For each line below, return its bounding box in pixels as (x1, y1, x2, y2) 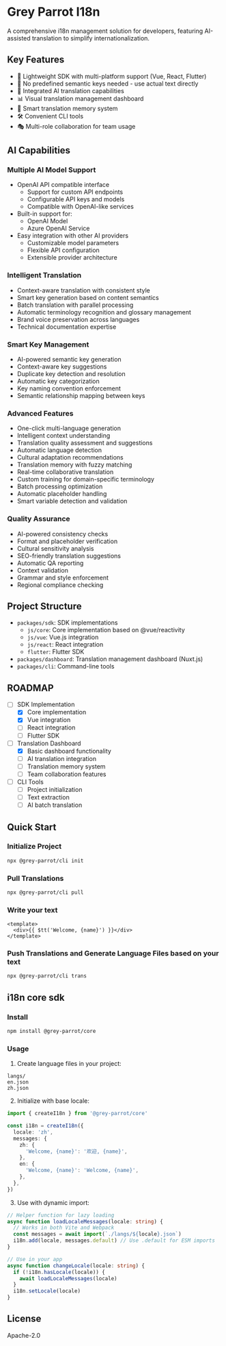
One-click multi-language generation (16, 424, 122, 432)
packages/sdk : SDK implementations (16, 619, 118, 627)
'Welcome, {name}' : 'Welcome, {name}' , (25, 1167, 139, 1174)
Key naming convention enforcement (16, 384, 122, 392)
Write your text (7, 905, 58, 914)
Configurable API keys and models (27, 195, 125, 203)
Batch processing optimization (16, 482, 103, 490)
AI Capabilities (7, 145, 70, 156)
